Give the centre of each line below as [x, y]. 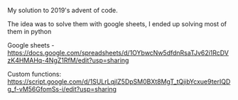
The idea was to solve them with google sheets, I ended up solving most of [117, 24]
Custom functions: [34, 74]
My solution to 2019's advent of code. [63, 10]
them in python [29, 32]
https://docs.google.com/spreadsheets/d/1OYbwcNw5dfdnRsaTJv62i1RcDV [118, 53]
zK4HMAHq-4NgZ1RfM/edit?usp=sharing [68, 60]
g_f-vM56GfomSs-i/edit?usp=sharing [62, 89]
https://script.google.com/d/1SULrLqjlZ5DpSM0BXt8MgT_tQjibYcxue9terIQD [119, 82]
